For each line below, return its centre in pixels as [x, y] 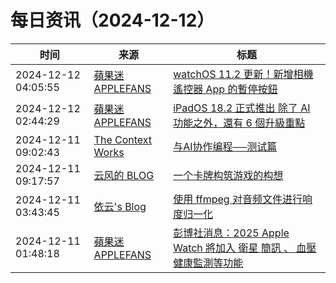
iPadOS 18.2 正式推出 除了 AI [242, 108]
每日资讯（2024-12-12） [112, 20]
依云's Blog [120, 206]
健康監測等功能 [208, 263]
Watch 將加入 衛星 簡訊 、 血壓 [245, 248]
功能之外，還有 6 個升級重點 [239, 123]
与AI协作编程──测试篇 [225, 146]
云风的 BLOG [124, 175]
